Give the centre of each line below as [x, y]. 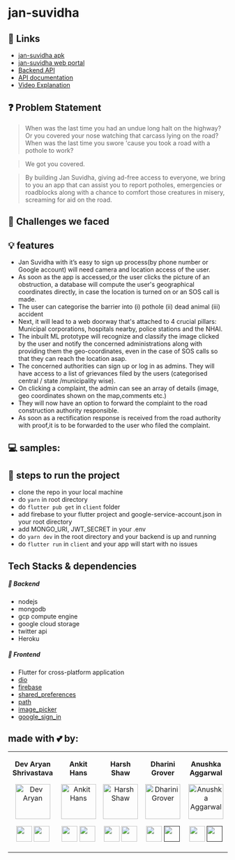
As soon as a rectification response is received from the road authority [120, 418]
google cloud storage [48, 623]
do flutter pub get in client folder [69, 507]
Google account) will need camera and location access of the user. [114, 269]
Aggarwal [206, 773]
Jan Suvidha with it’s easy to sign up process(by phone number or [113, 262]
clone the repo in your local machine [70, 492]
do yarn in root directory [53, 500]
